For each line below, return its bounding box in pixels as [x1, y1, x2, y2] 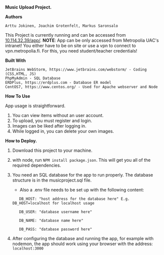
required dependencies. [12, 162, 61, 168]
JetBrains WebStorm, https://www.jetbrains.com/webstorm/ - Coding [5, 67, 147, 72]
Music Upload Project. [5, 4, 52, 10]
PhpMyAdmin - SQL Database [5, 76, 61, 81]
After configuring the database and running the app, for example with [12, 236, 154, 241]
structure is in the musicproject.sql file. [12, 177, 92, 183]
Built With [5, 58, 26, 64]
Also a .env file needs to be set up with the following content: [19, 187, 144, 192]
